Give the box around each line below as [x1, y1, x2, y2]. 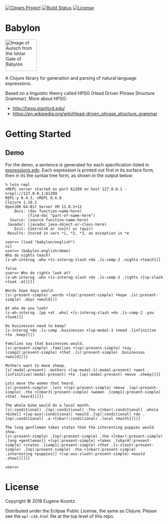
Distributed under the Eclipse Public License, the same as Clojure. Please [5, 507, 157, 514]
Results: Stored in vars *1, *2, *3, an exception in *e [7, 230, 129, 236]
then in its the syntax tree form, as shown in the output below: [5, 172, 133, 179]
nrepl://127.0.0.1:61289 [5, 191, 57, 196]
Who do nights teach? [5, 253, 51, 258]
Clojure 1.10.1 [5, 200, 37, 205]
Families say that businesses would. [5, 341, 85, 346]
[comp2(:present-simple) [5, 350, 57, 355]
